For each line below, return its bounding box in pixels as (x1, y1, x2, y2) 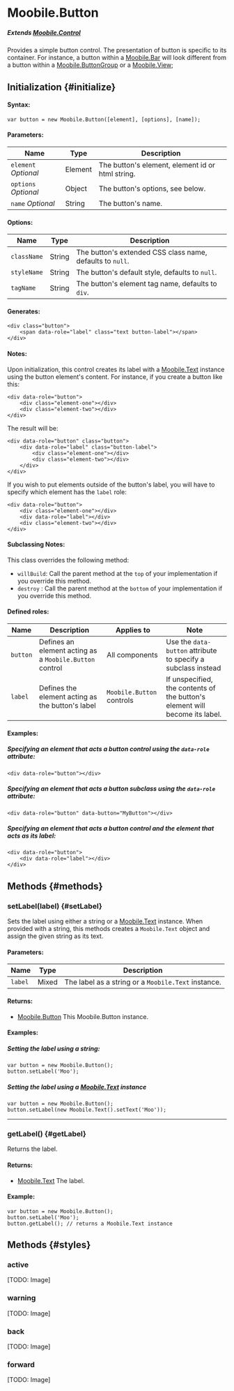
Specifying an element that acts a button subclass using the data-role (7, 784, 216, 793)
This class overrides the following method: (7, 556, 130, 564)
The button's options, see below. (98, 184, 206, 193)
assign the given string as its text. (7, 932, 104, 940)
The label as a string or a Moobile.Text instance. (64, 977, 221, 987)
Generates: (7, 307, 40, 315)
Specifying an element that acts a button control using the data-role (7, 745, 210, 753)
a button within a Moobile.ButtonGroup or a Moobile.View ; (7, 61, 174, 69)
